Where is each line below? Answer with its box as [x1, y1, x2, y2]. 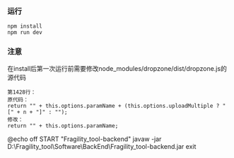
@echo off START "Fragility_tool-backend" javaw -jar [7, 135, 162, 143]
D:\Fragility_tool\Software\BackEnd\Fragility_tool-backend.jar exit [7, 142, 197, 150]
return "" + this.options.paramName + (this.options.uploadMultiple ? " [7, 102, 226, 109]
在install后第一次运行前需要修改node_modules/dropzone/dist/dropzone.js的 [7, 64, 228, 72]
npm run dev [7, 29, 42, 36]
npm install [7, 23, 42, 30]
